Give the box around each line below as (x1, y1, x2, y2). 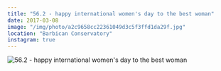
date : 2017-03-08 (7, 17, 59, 24)
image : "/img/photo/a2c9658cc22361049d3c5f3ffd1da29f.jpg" (7, 23, 186, 30)
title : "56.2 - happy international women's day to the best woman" (7, 10, 215, 18)
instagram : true (7, 37, 55, 44)
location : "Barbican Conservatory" (7, 30, 113, 37)
